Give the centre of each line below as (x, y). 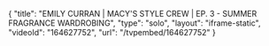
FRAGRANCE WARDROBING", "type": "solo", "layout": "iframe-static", (135, 23)
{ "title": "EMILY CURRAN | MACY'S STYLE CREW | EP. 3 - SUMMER (133, 14)
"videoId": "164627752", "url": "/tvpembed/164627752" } (112, 32)
